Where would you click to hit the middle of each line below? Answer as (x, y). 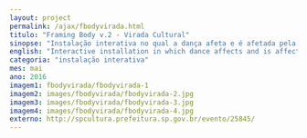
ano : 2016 (28, 77)
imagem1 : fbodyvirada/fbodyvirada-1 (79, 85)
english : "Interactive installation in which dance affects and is (141, 52)
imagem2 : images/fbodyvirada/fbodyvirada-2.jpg (102, 94)
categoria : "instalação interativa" (79, 60)
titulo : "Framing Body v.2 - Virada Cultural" (100, 34)
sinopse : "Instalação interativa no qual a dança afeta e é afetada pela (153, 43)
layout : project (40, 18)
